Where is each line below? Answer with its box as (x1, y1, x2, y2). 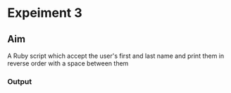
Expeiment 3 (7, 5, 82, 21)
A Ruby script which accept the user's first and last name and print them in (7, 51, 225, 60)
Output (7, 76, 32, 86)
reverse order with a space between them (7, 59, 129, 68)
